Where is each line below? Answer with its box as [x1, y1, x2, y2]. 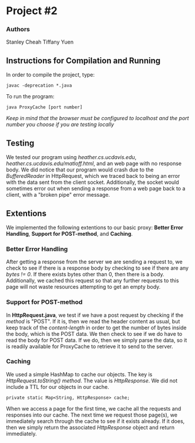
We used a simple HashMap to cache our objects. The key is [6, 371, 153, 378]
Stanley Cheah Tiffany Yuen [6, 38, 74, 45]
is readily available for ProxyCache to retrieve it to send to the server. [6, 343, 173, 350]
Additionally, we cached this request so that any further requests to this [6, 277, 179, 284]
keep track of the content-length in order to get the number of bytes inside [6, 324, 187, 331]
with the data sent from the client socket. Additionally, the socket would [6, 178, 179, 186]
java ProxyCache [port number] [6, 104, 83, 110]
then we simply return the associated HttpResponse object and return [6, 424, 175, 431]
